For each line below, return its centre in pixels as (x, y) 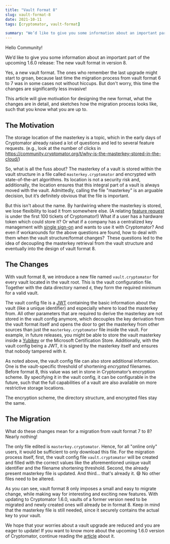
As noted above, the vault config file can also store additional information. (82, 361)
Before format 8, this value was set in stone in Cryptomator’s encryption (80, 372)
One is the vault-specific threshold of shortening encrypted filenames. (78, 366)
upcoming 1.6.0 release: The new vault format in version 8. (66, 63)
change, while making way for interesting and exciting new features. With (82, 494)
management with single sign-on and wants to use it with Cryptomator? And (84, 227)
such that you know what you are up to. (46, 109)
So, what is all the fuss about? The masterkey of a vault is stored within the (83, 169)
